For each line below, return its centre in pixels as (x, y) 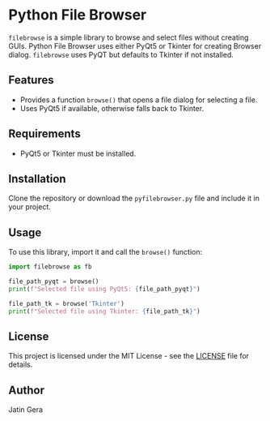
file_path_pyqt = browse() (54, 281)
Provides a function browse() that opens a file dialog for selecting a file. (139, 100)
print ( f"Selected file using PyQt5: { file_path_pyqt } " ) (104, 289)
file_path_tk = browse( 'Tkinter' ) (67, 303)
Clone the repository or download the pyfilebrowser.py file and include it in (134, 198)
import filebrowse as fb (50, 267)
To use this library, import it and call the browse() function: (105, 252)
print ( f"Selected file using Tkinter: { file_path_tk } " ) (104, 311)
